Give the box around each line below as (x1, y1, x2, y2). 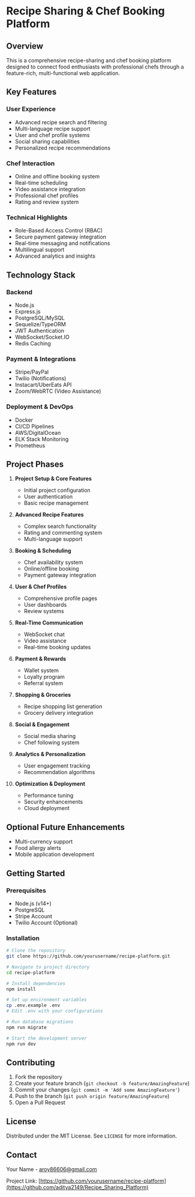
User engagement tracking (23, 762, 91, 769)
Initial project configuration (23, 486, 91, 494)
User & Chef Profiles (14, 583, 67, 590)
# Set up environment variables (6, 997, 87, 1003)
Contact (6, 1150, 37, 1160)
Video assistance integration (14, 185, 86, 193)
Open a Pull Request (14, 1099, 66, 1106)
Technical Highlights (6, 213, 68, 222)
